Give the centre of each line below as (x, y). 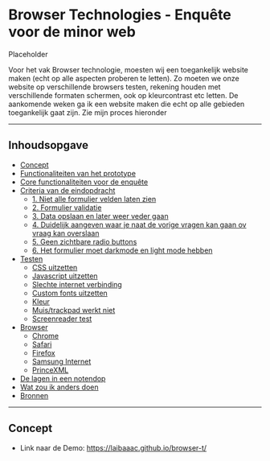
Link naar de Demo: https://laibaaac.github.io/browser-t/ (113, 447)
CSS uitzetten (55, 267)
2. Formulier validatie (67, 208)
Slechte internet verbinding (77, 284)
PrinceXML (50, 370)
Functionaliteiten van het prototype (78, 173)
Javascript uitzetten (65, 276)
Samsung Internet (61, 361)
